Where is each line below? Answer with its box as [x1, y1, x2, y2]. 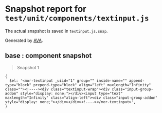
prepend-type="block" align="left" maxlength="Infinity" [33, 82, 151, 87]
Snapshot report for [5, 3, 87, 15]
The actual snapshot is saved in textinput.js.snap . [5, 28, 108, 34]
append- [129, 78, 145, 83]
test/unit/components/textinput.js [5, 14, 149, 23]
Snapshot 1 [17, 64, 39, 70]
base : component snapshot [5, 52, 92, 60]
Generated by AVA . [5, 38, 43, 43]
